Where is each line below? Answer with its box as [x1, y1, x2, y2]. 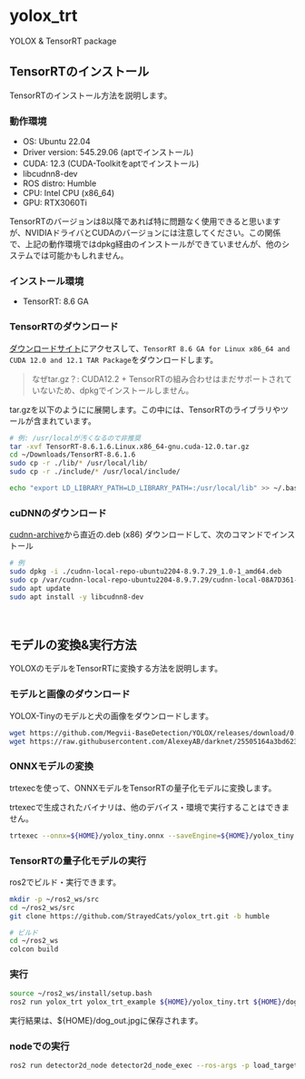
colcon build [9, 945, 59, 954]
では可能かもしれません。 [33, 250, 129, 261]
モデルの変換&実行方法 [9, 637, 138, 652]
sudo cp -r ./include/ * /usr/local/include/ [9, 467, 181, 476]
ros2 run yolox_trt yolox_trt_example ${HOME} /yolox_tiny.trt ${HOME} [9, 997, 282, 1007]
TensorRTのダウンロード [9, 320, 119, 333]
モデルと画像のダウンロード [9, 688, 131, 701]
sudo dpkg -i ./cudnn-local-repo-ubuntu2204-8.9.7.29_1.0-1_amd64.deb [9, 567, 282, 576]
